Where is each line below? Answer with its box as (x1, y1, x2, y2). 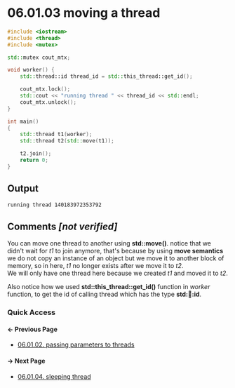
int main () (7, 118, 39, 125)
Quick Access (7, 307, 56, 317)
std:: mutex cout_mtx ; (7, 54, 71, 61)
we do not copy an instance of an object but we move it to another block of (7, 254, 224, 262)
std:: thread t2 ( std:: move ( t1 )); (20, 138, 114, 145)
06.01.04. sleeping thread (17, 372, 91, 380)
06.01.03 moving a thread (7, 5, 161, 21)
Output (7, 182, 39, 194)
